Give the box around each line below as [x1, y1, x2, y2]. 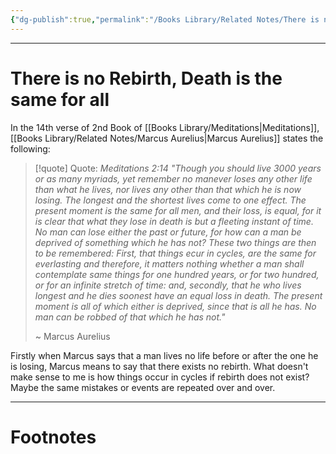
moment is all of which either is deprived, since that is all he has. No [34, 300, 317, 312]
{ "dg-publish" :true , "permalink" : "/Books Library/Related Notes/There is [10, 14, 320, 25]
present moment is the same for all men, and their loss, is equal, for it [34, 204, 322, 216]
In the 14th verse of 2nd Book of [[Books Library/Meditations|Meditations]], [10, 121, 320, 133]
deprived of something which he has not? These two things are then [34, 236, 317, 248]
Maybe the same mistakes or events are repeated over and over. [10, 381, 276, 393]
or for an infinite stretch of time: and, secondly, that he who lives [34, 279, 302, 291]
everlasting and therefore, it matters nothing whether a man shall [34, 257, 305, 270]
